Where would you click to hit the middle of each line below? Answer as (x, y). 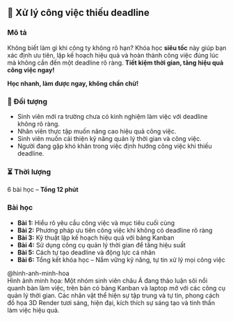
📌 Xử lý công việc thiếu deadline (78, 13)
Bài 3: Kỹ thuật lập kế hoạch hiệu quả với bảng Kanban (96, 238)
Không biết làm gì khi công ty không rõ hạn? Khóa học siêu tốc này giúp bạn (117, 48)
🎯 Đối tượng (27, 101)
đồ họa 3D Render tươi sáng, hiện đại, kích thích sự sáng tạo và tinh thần (111, 302)
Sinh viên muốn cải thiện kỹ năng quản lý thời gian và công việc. (109, 138)
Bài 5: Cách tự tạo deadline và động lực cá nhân (86, 252)
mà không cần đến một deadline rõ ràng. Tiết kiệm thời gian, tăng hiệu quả (115, 63)
